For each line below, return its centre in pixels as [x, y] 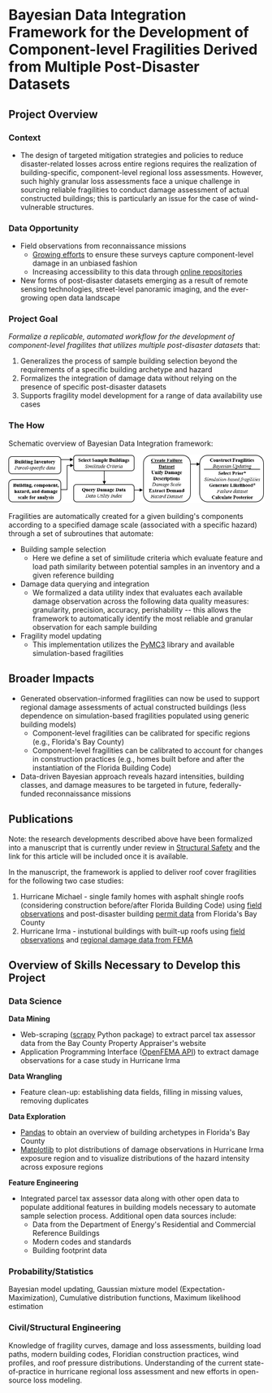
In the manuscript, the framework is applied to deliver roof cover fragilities [133, 872]
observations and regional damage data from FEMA [106, 939]
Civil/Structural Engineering [65, 1328]
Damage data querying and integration [85, 583]
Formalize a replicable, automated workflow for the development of [122, 336]
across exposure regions [62, 1167]
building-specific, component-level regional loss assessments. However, [142, 172]
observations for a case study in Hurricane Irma [100, 1061]
